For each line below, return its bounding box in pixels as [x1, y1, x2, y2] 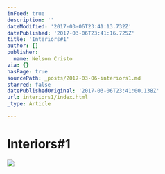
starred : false [7, 81, 51, 88]
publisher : [7, 49, 39, 56]
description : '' [7, 17, 54, 24]
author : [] [7, 42, 39, 49]
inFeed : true [7, 10, 45, 17]
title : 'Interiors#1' [7, 36, 70, 43]
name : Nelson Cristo [13, 55, 73, 62]
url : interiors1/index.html [7, 94, 89, 101]
